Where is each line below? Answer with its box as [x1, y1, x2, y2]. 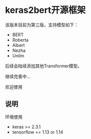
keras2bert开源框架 [5, 4, 86, 16]
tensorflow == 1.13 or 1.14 [12, 129, 63, 135]
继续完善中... [5, 73, 31, 79]
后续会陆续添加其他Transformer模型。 [5, 63, 82, 69]
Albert [12, 42, 25, 48]
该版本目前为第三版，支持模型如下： [5, 22, 79, 28]
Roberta [12, 37, 29, 43]
